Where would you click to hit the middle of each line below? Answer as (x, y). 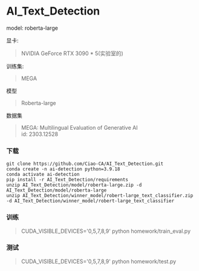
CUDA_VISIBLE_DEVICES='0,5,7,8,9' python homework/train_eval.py (106, 231)
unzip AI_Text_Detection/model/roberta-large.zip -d (74, 185)
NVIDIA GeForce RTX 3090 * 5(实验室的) (72, 53)
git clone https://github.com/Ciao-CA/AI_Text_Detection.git (85, 164)
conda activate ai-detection (43, 175)
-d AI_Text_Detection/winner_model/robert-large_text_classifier (90, 201)
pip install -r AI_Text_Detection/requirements (67, 180)
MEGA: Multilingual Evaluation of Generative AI (79, 127)
